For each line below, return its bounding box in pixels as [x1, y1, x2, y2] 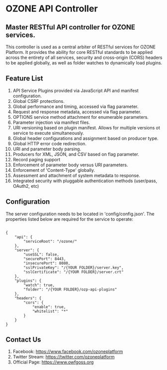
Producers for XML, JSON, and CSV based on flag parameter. [12, 151, 140, 157]
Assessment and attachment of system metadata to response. [12, 172, 141, 178]
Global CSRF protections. [12, 98, 65, 104]
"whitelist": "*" [32, 309, 69, 314]
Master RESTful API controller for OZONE [5, 23, 136, 31]
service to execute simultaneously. [12, 130, 84, 136]
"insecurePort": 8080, [23, 261, 71, 266]
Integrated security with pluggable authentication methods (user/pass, [12, 178, 158, 184]
